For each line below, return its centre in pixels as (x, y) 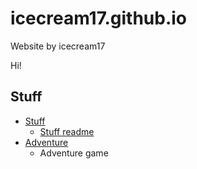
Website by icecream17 (58, 46)
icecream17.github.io (99, 18)
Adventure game (74, 153)
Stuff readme (67, 131)
